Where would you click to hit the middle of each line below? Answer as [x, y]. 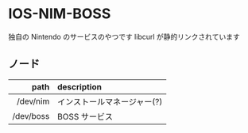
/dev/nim [33, 101]
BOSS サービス [85, 116]
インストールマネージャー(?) [110, 101]
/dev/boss [31, 116]
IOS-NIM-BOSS [60, 14]
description [79, 86]
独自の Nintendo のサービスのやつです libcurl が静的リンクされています [124, 36]
